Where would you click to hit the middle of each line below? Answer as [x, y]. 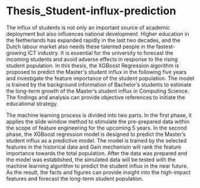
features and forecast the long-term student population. [75, 178]
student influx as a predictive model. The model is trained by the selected [96, 140]
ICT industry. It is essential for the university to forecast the [101, 53]
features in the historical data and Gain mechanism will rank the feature [94, 147]
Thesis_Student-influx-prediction [91, 11]
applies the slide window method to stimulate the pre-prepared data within [98, 121]
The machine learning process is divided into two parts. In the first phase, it [99, 115]
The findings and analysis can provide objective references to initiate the [96, 97]
